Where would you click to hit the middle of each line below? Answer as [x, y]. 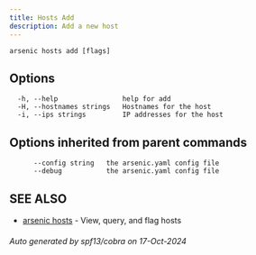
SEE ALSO [38, 199]
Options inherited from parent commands [128, 142]
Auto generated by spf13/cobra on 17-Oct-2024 [98, 241]
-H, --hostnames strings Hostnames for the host [114, 107]
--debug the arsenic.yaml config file [126, 171]
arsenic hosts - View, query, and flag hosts [102, 220]
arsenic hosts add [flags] [60, 50]
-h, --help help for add [94, 99]
